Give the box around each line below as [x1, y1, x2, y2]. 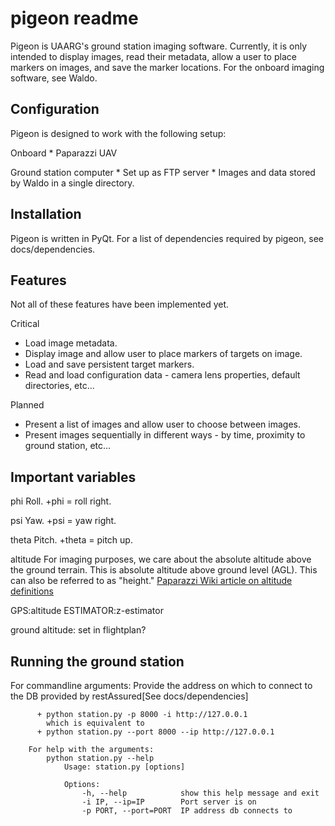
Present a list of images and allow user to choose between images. [24, 418, 302, 431]
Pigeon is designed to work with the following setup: [10, 127, 227, 139]
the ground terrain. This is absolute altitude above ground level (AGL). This [10, 564, 318, 576]
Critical [10, 318, 40, 330]
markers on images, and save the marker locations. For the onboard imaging [10, 61, 325, 73]
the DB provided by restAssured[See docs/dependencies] [10, 690, 249, 702]
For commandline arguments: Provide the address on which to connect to [10, 680, 313, 691]
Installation [10, 206, 82, 223]
